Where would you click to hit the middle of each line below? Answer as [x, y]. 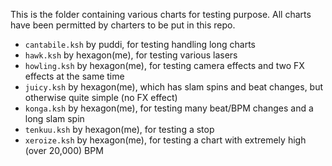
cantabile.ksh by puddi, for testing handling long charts [140, 44]
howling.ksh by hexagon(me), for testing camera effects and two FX [164, 65]
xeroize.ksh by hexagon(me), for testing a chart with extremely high [165, 140]
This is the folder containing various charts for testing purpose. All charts [161, 14]
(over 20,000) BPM [64, 150]
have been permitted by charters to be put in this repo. [123, 25]
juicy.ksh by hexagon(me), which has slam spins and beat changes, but [174, 87]
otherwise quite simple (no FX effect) [101, 97]
